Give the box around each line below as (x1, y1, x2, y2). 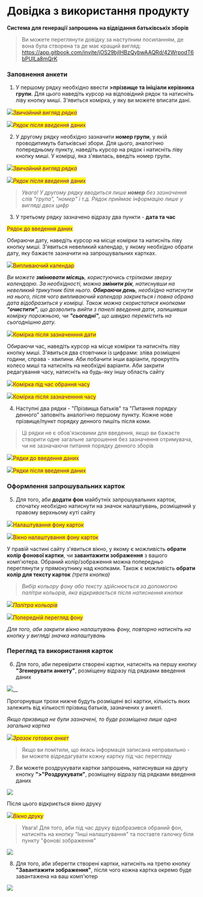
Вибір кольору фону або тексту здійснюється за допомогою (21, 582, 178, 590)
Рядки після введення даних (13, 467, 86, 474)
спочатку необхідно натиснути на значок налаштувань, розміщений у (15, 502, 196, 509)
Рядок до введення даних (7, 225, 73, 233)
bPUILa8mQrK (21, 55, 58, 62)
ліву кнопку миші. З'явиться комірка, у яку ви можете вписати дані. (15, 96, 192, 104)
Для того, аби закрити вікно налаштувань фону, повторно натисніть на (7, 625, 192, 632)
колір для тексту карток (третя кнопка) (7, 571, 110, 578)
